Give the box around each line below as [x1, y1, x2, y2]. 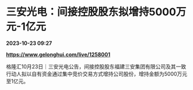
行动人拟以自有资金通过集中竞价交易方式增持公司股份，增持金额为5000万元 [6, 70, 188, 77]
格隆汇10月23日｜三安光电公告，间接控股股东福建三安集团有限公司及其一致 [6, 63, 187, 70]
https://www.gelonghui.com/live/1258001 [6, 51, 111, 58]
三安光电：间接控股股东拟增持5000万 [6, 5, 187, 19]
